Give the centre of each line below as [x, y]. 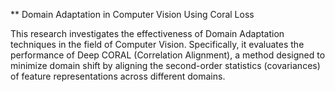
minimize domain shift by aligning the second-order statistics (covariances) [165, 65]
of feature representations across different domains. [118, 76]
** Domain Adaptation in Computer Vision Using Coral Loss [132, 14]
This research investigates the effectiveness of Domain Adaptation [147, 33]
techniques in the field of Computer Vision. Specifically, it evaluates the [157, 44]
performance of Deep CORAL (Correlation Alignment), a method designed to [168, 55]
